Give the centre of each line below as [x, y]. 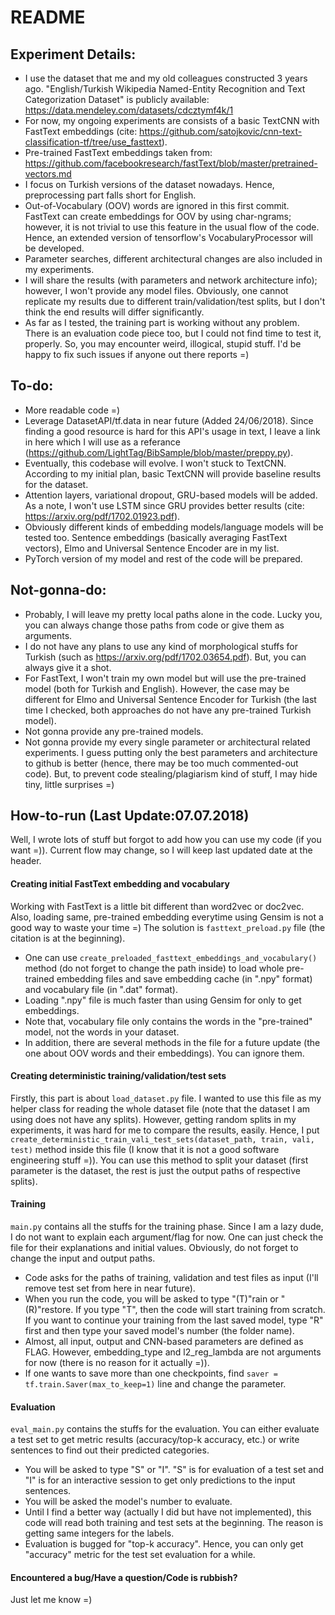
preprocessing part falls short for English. [110, 195]
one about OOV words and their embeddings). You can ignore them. [164, 1053]
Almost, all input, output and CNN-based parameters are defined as [164, 1342]
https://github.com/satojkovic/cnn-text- [221, 131]
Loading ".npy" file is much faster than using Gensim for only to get [163, 1000]
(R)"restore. [49, 1310]
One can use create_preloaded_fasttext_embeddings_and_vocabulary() [171, 957]
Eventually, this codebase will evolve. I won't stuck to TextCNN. [155, 463]
